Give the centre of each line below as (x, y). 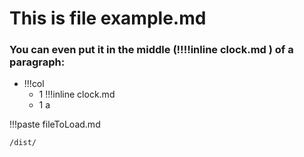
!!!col (34, 84)
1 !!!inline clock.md (77, 94)
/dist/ (23, 143)
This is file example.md (108, 18)
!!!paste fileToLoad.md (55, 124)
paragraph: (37, 62)
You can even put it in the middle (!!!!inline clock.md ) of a (151, 50)
